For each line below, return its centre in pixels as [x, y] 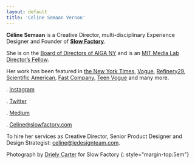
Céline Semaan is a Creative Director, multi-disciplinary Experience [91, 34]
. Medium [18, 113]
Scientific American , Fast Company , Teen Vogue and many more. [88, 77]
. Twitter [17, 101]
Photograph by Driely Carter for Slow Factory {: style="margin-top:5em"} [98, 154]
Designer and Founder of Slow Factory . [56, 41]
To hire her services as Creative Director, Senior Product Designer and [94, 136]
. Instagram [20, 89]
